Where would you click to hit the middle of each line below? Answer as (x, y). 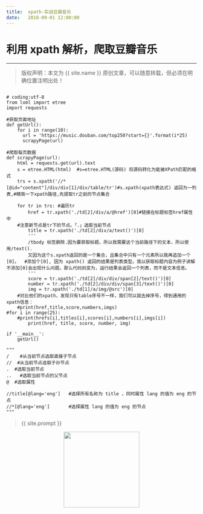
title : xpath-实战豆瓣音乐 (39, 12)
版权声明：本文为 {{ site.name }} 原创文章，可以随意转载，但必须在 (104, 73)
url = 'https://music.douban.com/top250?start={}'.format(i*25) (105, 136)
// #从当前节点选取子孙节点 (38, 363)
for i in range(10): (43, 130)
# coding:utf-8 (25, 98)
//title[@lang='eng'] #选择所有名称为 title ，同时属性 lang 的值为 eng (95, 394)
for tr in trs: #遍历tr (46, 206)
